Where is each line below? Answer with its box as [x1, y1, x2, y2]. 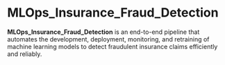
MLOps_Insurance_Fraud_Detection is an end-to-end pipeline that [7, 28, 200, 36]
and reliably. [7, 50, 42, 58]
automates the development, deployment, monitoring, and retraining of [7, 35, 210, 43]
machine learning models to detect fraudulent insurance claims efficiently [7, 42, 218, 50]
